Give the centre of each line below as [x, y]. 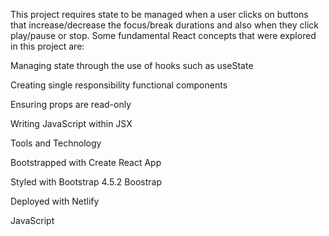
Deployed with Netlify [55, 201]
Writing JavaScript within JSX [71, 123]
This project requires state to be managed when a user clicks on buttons [159, 14]
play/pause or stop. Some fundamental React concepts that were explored [163, 35]
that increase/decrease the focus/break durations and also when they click [165, 25]
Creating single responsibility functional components [119, 85]
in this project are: [47, 46]
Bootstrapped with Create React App [86, 162]
